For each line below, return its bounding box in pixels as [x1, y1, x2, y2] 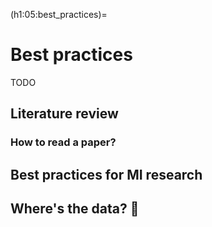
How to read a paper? [10, 135, 117, 149]
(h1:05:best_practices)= [10, 9, 108, 20]
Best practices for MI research [10, 166, 203, 183]
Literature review [10, 105, 119, 123]
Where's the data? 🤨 [10, 200, 140, 218]
